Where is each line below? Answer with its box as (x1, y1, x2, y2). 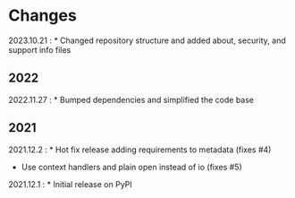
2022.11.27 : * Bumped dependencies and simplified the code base (8, 94, 255, 105)
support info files (8, 44, 72, 55)
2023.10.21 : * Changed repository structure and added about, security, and (8, 35, 287, 46)
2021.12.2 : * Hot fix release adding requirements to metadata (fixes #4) (8, 144, 272, 155)
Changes (8, 5, 77, 26)
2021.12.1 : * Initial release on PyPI (8, 178, 133, 189)
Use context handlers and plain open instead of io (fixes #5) (21, 161, 242, 172)
